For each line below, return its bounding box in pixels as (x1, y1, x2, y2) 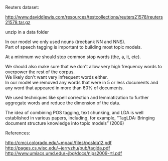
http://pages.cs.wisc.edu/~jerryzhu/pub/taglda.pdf (5, 145, 110, 151)
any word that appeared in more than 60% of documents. (5, 85, 124, 91)
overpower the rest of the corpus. (5, 69, 75, 75)
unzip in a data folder (5, 29, 49, 35)
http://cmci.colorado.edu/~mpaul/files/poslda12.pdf (5, 140, 112, 145)
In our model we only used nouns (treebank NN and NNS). (5, 39, 126, 45)
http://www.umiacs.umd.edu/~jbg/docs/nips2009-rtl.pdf (5, 150, 122, 156)
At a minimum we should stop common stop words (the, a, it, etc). (5, 54, 141, 60)
